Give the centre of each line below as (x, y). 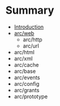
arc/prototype (31, 96)
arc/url (31, 46)
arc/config (26, 83)
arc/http (32, 39)
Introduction (29, 27)
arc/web (24, 33)
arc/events (27, 77)
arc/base (25, 71)
